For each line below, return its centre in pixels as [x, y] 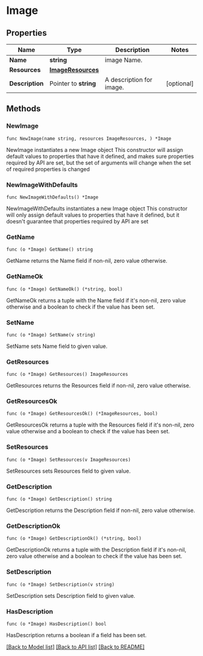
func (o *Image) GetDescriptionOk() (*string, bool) [74, 539]
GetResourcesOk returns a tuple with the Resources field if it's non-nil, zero [100, 425]
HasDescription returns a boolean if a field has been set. [76, 635]
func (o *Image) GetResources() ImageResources [67, 375]
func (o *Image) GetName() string [50, 250]
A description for [129, 80]
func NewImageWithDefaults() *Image [52, 197]
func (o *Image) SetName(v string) [51, 335]
